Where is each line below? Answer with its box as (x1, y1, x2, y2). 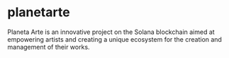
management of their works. (7, 42, 90, 51)
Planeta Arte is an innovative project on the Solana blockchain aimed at (7, 28, 215, 36)
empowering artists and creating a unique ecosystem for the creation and (7, 35, 222, 43)
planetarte (7, 4, 70, 21)
